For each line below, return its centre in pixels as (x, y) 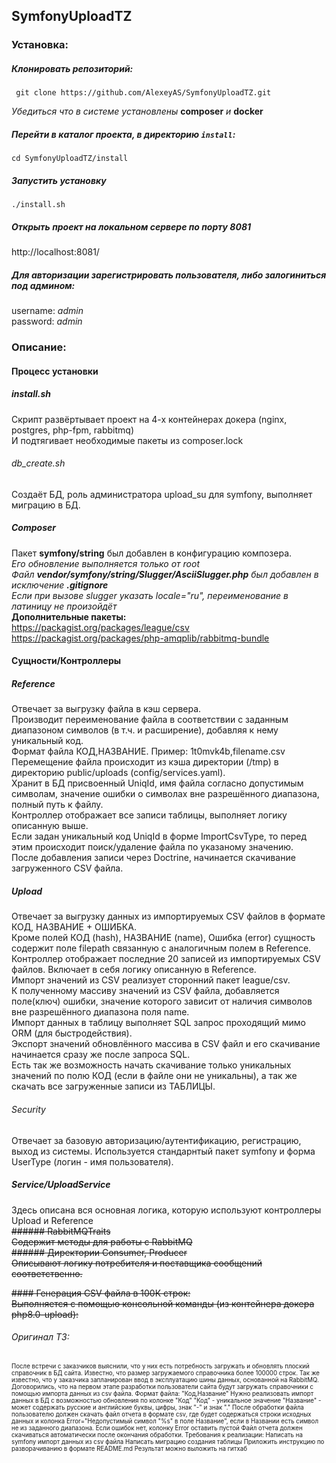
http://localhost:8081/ (55, 252)
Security (28, 1109)
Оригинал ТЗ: (40, 1337)
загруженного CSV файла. (67, 868)
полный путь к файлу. (57, 805)
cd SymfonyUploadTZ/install (70, 159)
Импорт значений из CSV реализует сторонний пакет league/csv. (151, 980)
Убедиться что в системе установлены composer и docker (137, 111)
